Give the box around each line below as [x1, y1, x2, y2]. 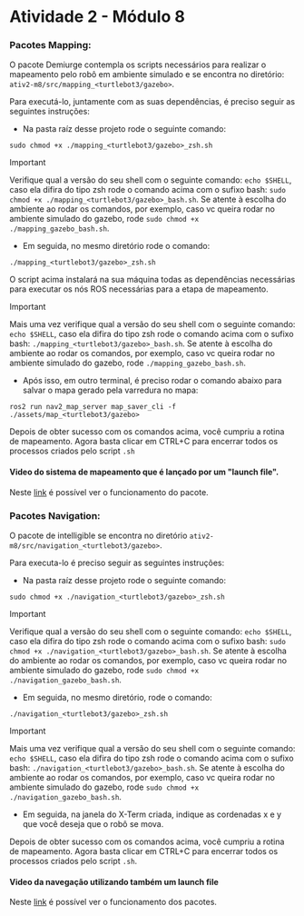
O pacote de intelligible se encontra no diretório [9, 530, 188, 541]
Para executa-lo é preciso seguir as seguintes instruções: [9, 557, 225, 568]
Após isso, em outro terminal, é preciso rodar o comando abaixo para [22, 375, 282, 386]
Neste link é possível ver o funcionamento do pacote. [9, 486, 209, 497]
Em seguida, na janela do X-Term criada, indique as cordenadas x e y [22, 809, 282, 820]
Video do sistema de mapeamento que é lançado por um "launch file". [9, 466, 279, 478]
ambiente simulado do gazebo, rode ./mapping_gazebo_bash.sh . [9, 357, 247, 369]
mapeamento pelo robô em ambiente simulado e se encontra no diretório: [9, 69, 285, 80]
